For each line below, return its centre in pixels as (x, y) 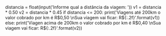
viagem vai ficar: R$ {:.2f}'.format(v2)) (44, 28)
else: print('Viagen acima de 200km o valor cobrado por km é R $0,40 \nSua (83, 23)
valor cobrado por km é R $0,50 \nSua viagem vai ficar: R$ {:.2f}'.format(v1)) (83, 18)
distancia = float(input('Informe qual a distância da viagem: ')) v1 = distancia (83, 7)
